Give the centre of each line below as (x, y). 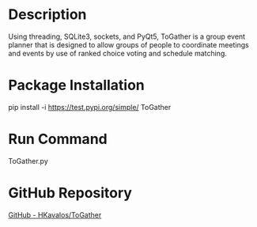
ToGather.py (28, 161)
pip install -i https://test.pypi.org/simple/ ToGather (90, 107)
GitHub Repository (70, 193)
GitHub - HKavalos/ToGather (55, 214)
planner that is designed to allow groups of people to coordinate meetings (128, 44)
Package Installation (76, 85)
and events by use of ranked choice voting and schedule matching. (118, 53)
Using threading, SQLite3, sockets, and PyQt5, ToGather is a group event (127, 36)
